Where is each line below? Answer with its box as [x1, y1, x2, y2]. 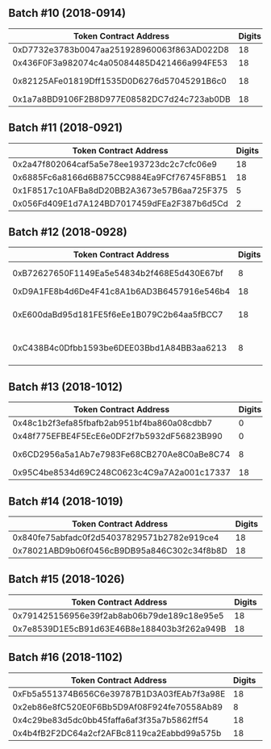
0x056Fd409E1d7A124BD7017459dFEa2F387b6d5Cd [12, 198, 228, 209]
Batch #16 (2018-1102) [8, 651, 123, 664]
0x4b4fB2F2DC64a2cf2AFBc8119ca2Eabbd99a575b [12, 727, 222, 739]
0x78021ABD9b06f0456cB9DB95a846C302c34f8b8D [12, 545, 227, 556]
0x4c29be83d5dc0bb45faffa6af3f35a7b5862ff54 [12, 714, 209, 726]
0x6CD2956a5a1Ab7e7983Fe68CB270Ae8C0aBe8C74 [12, 449, 231, 460]
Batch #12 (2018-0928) [8, 225, 127, 239]
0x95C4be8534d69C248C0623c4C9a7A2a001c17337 [12, 467, 231, 479]
